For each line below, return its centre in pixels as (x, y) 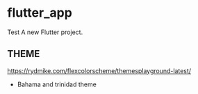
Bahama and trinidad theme (57, 84)
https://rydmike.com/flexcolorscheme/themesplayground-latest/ (99, 70)
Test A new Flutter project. (45, 32)
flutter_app (40, 13)
